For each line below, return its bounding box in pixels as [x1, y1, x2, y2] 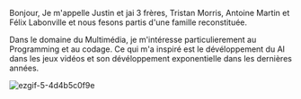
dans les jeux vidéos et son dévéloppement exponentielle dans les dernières [9, 54, 292, 63]
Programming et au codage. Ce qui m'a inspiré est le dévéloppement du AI [9, 44, 286, 54]
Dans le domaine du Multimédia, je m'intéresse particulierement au [9, 35, 257, 45]
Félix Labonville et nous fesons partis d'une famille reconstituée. [9, 17, 248, 28]
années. [9, 62, 40, 73]
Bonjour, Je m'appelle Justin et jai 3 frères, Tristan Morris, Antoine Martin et [9, 8, 290, 18]
